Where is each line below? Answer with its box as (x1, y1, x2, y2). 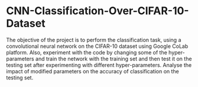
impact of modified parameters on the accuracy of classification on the (6, 67, 179, 75)
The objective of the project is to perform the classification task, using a (6, 36, 181, 43)
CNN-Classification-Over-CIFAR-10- (6, 4, 189, 18)
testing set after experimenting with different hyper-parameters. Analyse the (6, 61, 192, 69)
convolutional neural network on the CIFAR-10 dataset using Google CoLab (6, 43, 189, 50)
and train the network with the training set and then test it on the (35, 55, 192, 62)
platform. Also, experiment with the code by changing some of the (6, 49, 167, 56)
